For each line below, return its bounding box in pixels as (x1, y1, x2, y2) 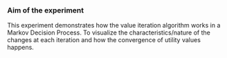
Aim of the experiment (7, 6, 84, 15)
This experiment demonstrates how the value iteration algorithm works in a (7, 21, 221, 30)
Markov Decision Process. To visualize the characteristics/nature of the (7, 28, 211, 37)
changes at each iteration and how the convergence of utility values (7, 36, 201, 44)
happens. (7, 43, 35, 52)
